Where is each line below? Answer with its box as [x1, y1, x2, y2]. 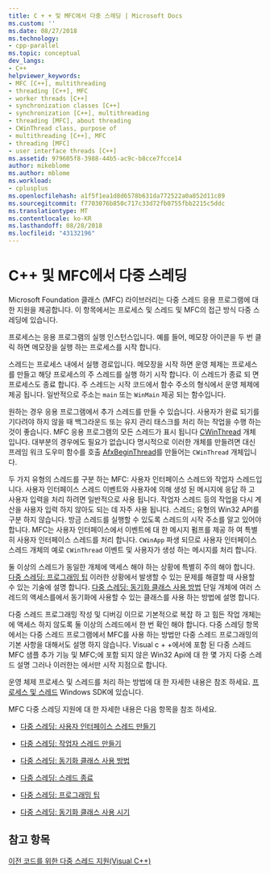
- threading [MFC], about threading [8, 117, 131, 125]
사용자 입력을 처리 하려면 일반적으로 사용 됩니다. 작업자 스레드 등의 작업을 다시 [8, 494, 254, 504]
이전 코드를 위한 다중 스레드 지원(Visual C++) [8, 856, 152, 866]
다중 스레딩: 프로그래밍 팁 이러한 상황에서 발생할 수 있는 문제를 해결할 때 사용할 [8, 572, 255, 582]
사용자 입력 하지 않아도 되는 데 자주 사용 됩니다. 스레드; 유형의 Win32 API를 [23, 504, 260, 514]
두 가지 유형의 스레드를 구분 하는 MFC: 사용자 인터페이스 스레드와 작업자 [8, 474, 235, 484]
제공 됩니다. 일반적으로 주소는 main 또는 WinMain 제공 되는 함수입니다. [8, 389, 226, 399]
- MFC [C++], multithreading [8, 79, 106, 87]
